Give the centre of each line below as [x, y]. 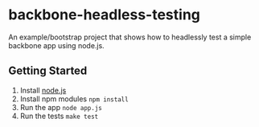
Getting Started [48, 71]
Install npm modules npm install [74, 99]
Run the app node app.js [61, 107]
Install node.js [43, 90]
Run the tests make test [59, 116]
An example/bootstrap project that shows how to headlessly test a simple [130, 37]
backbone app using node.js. [56, 45]
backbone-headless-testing [105, 15]
